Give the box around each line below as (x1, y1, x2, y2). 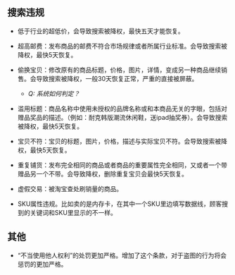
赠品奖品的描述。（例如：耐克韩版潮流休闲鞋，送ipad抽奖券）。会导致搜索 (17, 113, 228, 121)
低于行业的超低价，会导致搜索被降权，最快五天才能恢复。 (17, 27, 184, 35)
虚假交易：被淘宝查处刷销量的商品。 (17, 184, 123, 192)
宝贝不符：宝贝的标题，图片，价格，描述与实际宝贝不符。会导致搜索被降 (17, 137, 227, 145)
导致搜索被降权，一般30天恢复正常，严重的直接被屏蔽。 (36, 74, 198, 82)
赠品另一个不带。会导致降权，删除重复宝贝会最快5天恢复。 (17, 169, 189, 178)
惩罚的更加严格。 (17, 259, 68, 268)
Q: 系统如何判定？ (27, 89, 80, 97)
